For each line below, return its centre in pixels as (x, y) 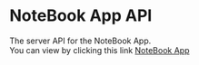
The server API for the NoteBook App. (80, 41)
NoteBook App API (81, 16)
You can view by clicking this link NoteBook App (99, 50)
